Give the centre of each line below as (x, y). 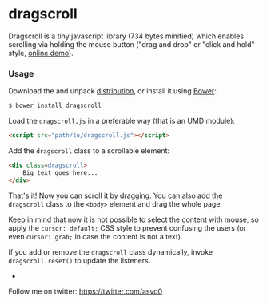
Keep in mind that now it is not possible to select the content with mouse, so (134, 219)
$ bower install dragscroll (55, 106)
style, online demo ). (41, 53)
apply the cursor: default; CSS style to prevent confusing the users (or (128, 227)
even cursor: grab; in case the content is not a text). (96, 236)
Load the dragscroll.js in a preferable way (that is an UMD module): (122, 121)
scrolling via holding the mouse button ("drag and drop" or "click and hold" (132, 44)
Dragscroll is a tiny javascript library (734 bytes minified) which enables (126, 36)
